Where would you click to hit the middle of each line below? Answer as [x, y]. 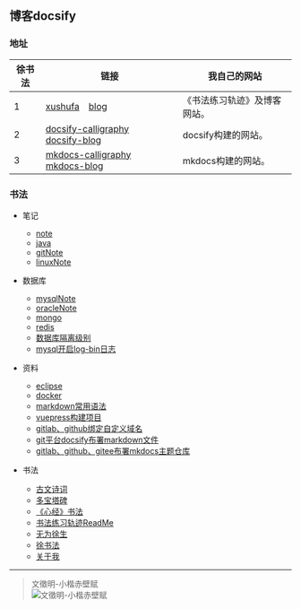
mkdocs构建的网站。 [226, 161]
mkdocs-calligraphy [88, 154]
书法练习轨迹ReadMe [74, 522]
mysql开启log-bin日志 [76, 349]
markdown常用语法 [71, 405]
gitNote [49, 252]
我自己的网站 [235, 76]
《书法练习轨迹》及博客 [232, 100]
